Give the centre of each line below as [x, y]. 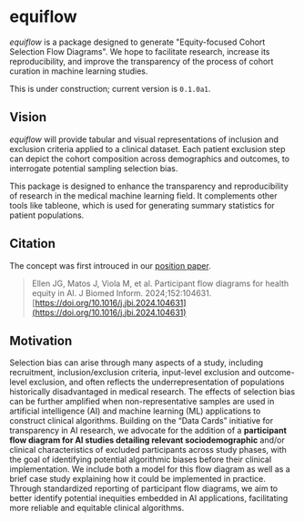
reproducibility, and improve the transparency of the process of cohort [142, 61]
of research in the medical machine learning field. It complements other [143, 195]
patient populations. [47, 215]
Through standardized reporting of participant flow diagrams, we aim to [144, 488]
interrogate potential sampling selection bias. [94, 168]
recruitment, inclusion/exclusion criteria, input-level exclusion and [133, 373]
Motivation [41, 340]
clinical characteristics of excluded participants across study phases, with [148, 450]
